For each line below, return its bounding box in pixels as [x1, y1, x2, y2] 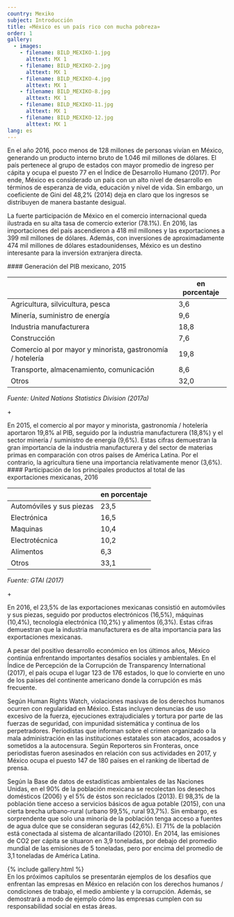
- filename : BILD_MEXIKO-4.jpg [19, 75, 111, 82]
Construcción [10, 333, 56, 343]
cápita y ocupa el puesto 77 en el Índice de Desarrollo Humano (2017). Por [7, 168, 221, 177]
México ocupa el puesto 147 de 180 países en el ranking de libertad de [7, 756, 210, 765]
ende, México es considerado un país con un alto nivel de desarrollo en [7, 176, 212, 184]
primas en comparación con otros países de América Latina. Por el [7, 451, 198, 460]
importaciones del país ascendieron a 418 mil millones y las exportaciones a [7, 226, 225, 235]
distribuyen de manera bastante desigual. [7, 198, 127, 207]
